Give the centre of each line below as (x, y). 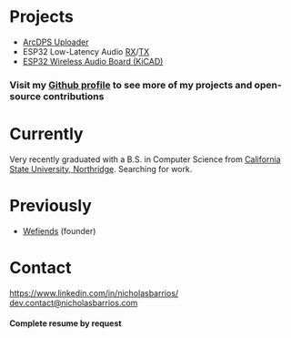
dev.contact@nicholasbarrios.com (74, 302)
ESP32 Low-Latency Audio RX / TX (86, 51)
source (25, 96)
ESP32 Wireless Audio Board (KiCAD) (93, 61)
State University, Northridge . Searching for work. (101, 169)
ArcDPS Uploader (55, 42)
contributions (73, 96)
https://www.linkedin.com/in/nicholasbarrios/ (94, 292)
